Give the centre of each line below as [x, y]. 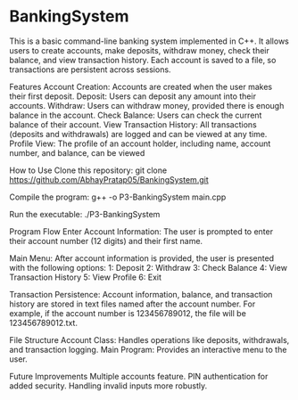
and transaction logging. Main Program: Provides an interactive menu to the [148, 349]
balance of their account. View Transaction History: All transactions [133, 124]
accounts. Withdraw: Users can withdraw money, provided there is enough [147, 105]
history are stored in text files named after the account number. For [132, 304]
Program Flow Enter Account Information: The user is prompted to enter [141, 231]
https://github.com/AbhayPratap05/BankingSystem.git [109, 179]
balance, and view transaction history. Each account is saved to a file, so [143, 60]
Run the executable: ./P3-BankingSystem [85, 214]
